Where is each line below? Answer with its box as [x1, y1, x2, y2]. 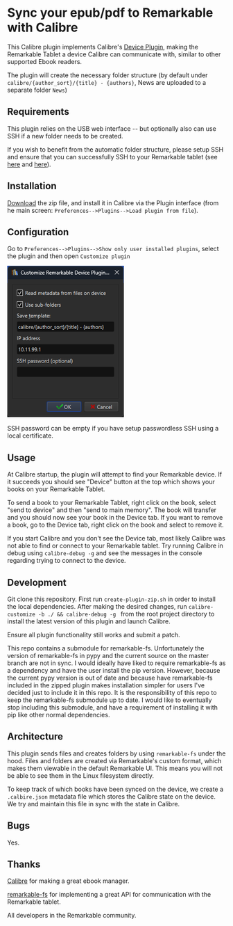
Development [7, 576, 67, 589]
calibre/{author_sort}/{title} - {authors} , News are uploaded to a [7, 78, 207, 86]
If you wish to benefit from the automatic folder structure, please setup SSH [7, 145, 224, 154]
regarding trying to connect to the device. [7, 557, 126, 565]
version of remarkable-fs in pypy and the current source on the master [7, 652, 209, 660]
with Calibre [7, 19, 78, 35]
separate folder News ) [7, 86, 68, 94]
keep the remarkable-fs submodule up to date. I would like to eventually [7, 696, 212, 704]
